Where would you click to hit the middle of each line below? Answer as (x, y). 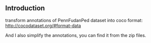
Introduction (25, 8)
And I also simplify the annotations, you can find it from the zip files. (76, 35)
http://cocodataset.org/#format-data (43, 25)
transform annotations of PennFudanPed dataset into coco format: (74, 20)
